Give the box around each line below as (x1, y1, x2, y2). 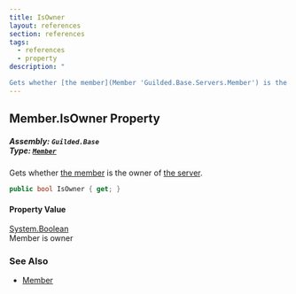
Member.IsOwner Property (9, 112, 161, 127)
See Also (9, 255, 49, 267)
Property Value (9, 204, 66, 214)
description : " (9, 63, 66, 72)
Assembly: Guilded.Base (9, 135, 100, 146)
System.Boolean (9, 223, 69, 235)
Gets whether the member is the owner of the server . (9, 167, 203, 178)
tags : (9, 37, 29, 47)
